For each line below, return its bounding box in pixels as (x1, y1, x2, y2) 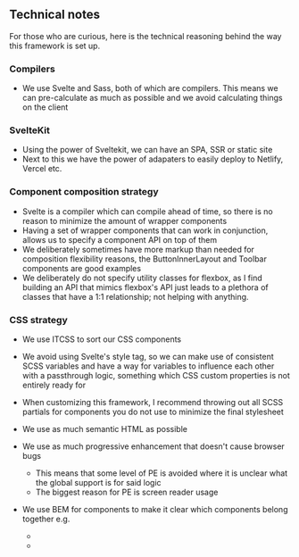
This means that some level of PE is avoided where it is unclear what (35, 468, 288, 478)
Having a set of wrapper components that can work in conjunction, (21, 225, 269, 236)
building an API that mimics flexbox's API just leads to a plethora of (21, 281, 270, 293)
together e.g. (21, 513, 71, 524)
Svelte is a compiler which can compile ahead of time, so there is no (21, 205, 274, 217)
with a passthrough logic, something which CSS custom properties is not (21, 370, 290, 380)
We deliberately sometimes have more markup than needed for (21, 244, 254, 254)
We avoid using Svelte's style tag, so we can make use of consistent (21, 352, 274, 362)
